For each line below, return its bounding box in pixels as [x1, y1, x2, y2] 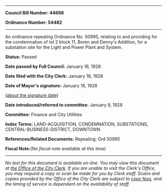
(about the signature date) [5, 92, 59, 98]
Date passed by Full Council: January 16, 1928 [5, 64, 101, 69]
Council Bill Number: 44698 [5, 10, 64, 15]
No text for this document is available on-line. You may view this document [5, 160, 159, 166]
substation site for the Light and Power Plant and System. [5, 44, 123, 50]
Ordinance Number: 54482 [5, 19, 62, 25]
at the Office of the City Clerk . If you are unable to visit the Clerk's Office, [5, 165, 156, 171]
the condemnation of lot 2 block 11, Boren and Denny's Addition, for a [5, 39, 147, 45]
